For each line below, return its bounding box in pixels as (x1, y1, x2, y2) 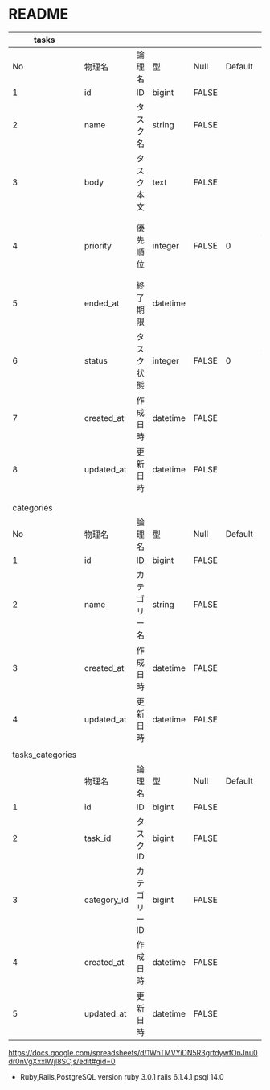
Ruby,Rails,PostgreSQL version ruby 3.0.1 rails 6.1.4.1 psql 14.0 (19, 1071, 224, 1081)
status (84, 355, 108, 366)
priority (84, 239, 112, 251)
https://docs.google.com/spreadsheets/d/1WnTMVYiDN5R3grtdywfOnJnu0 (8, 1047, 259, 1057)
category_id (84, 894, 129, 905)
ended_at (84, 297, 120, 309)
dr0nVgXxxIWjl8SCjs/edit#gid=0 (8, 1056, 116, 1066)
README (8, 5, 69, 23)
